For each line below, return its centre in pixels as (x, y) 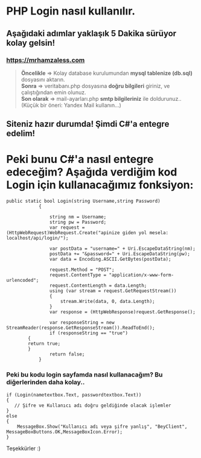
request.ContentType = (78, 275)
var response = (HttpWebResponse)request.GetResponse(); (123, 312)
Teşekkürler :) (24, 448)
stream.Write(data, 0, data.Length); (107, 302)
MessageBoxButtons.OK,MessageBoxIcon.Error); (64, 432)
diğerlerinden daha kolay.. (46, 383)
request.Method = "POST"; (82, 270)
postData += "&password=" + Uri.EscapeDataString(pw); (120, 254)
